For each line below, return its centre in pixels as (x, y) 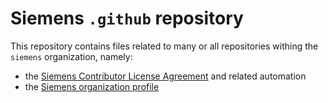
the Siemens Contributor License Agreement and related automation (165, 76)
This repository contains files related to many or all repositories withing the (164, 46)
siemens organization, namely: (71, 56)
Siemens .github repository (127, 18)
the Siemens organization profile (92, 86)
